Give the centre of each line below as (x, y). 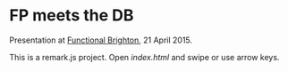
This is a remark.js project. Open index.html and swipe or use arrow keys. (144, 57)
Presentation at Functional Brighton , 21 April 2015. (101, 40)
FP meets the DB (72, 16)
